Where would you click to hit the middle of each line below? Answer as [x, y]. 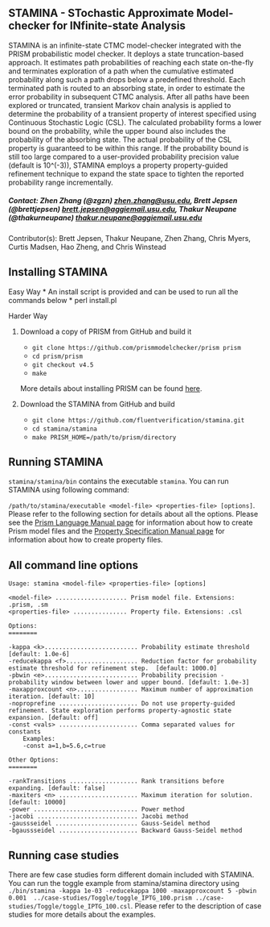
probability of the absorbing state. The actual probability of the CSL [120, 139]
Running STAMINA [56, 461]
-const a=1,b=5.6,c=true [64, 746]
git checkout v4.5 [63, 365]
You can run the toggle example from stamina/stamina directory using [124, 883]
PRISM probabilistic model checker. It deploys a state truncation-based [126, 54]
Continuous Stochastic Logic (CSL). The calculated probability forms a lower [135, 122]
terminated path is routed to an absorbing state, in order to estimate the [127, 88]
